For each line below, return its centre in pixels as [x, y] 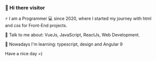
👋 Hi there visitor [25, 8]
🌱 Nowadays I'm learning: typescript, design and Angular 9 [64, 44]
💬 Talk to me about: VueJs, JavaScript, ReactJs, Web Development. [72, 35]
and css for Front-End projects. [36, 26]
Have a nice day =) [24, 54]
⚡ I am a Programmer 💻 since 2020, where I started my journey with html [78, 18]
